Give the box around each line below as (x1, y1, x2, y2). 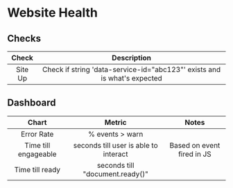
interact (103, 149, 128, 159)
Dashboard (7, 97, 56, 109)
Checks (7, 33, 42, 44)
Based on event (169, 140, 221, 150)
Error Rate (20, 129, 54, 139)
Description (112, 53, 151, 62)
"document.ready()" (83, 169, 149, 178)
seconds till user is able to (73, 140, 158, 150)
